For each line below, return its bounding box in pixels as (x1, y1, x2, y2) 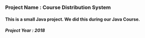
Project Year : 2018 (5, 28, 45, 34)
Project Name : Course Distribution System (5, 4, 111, 11)
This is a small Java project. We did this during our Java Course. (5, 16, 141, 22)
